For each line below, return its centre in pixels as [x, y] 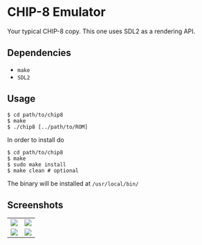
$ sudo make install [37, 164]
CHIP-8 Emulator [56, 12]
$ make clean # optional [43, 170]
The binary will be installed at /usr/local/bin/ [73, 183]
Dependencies [39, 53]
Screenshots [35, 205]
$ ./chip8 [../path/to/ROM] [48, 127]
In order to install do [36, 140]
